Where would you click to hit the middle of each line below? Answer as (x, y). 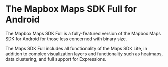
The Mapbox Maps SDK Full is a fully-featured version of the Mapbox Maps (83, 33)
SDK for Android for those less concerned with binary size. (66, 39)
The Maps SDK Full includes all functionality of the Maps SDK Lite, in (76, 48)
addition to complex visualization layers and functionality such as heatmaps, (84, 54)
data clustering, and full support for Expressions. (56, 59)
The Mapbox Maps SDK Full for (71, 9)
